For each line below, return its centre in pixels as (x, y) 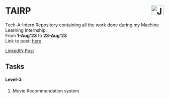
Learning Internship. (26, 30)
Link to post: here (23, 41)
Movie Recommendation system (46, 90)
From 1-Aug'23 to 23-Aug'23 (36, 35)
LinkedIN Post (20, 51)
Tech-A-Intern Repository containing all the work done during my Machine (82, 25)
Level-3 (13, 79)
